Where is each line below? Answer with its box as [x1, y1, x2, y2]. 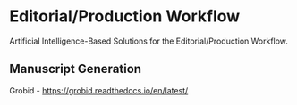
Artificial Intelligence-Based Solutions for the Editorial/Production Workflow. [9, 36, 289, 46]
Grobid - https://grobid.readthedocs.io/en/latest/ [9, 85, 189, 95]
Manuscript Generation [9, 61, 141, 77]
